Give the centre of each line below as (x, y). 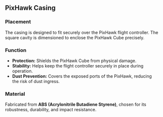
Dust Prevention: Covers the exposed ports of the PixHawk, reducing (82, 76)
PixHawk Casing (30, 8)
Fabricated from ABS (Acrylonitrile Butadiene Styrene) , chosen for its (76, 104)
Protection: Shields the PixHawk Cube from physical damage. (74, 61)
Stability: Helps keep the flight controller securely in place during (78, 66)
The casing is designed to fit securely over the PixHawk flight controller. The (82, 32)
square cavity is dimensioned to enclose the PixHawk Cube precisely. (75, 37)
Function (16, 50)
